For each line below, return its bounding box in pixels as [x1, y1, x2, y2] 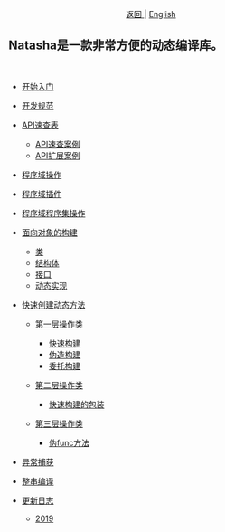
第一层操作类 [34, 318, 83, 329]
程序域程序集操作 [21, 207, 86, 218]
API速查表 [21, 119, 60, 130]
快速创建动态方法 [21, 299, 86, 310]
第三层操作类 [34, 418, 83, 429]
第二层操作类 [34, 379, 83, 390]
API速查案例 [34, 138, 80, 149]
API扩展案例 [34, 149, 80, 161]
